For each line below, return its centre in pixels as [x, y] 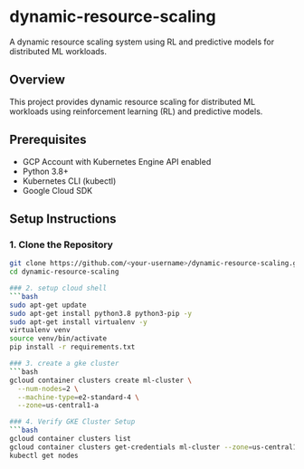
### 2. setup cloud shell [58, 288]
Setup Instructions [63, 219]
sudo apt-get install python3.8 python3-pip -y [101, 313]
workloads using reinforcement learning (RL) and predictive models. [136, 111]
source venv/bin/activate [58, 339]
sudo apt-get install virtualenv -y [78, 322]
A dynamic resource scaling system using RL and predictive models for [142, 42]
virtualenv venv [40, 330]
